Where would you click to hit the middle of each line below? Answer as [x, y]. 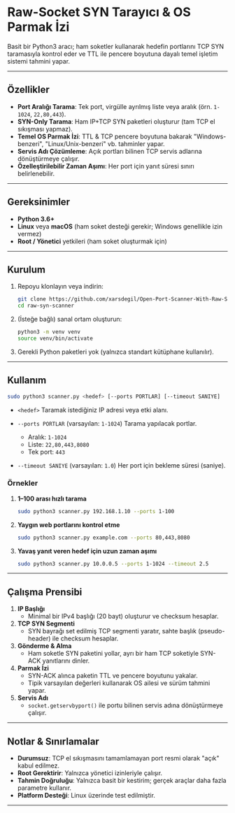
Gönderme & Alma [44, 646]
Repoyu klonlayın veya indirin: [60, 287]
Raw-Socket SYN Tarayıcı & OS [99, 12]
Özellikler [29, 90]
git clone [32, 299]
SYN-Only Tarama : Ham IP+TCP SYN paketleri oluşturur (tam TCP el [116, 121]
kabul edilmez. [38, 765]
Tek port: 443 [46, 452]
